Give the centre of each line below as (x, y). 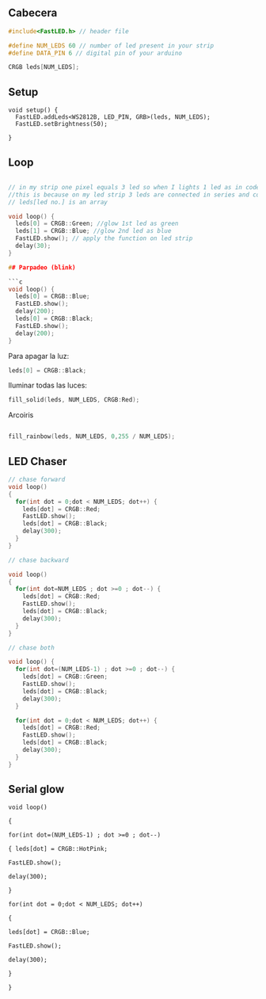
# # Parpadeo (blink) (42, 267)
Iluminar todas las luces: (47, 385)
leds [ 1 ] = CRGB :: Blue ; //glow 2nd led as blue (93, 231)
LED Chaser (38, 461)
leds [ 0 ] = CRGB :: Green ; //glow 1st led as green (97, 224)
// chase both (32, 648)
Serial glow (36, 789)
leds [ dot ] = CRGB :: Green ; (65, 677)
